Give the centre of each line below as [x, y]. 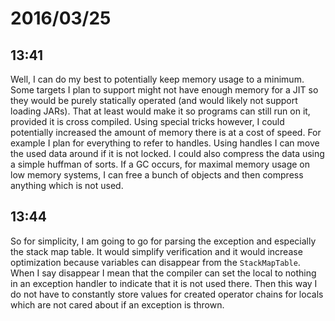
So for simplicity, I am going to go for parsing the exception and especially [163, 241]
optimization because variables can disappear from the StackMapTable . [155, 262]
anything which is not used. [67, 185]
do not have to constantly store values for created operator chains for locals [167, 294]
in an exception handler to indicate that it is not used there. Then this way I [164, 283]
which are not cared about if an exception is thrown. [117, 304]
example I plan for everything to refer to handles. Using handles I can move [165, 143]
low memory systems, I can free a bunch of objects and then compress [157, 175]
